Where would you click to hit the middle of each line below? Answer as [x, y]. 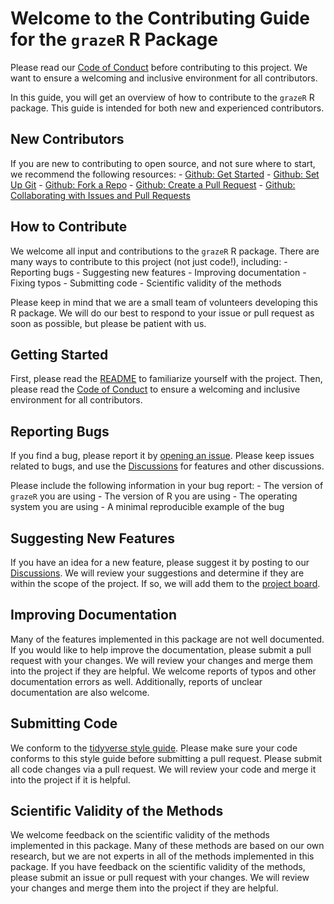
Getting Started [59, 354]
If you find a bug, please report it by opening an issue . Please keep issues [162, 456]
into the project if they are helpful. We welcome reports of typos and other [163, 671]
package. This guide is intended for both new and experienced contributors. [167, 108]
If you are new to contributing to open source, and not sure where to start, [163, 163]
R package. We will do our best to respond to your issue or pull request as [162, 313]
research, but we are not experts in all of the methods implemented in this [162, 856]
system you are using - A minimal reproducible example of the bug [147, 507]
